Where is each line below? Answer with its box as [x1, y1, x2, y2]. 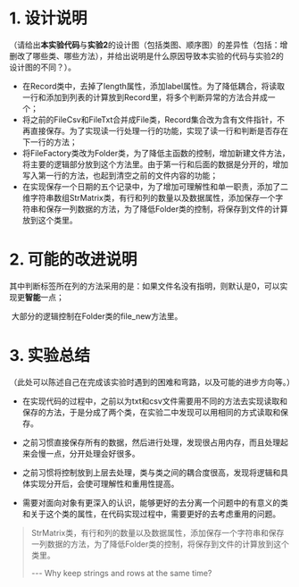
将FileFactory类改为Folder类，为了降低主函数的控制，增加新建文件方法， [21, 147, 290, 158]
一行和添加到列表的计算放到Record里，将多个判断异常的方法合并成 [21, 91, 268, 103]
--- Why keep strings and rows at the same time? [30, 567, 212, 578]
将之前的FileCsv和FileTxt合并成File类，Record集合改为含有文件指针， [21, 113, 278, 125]
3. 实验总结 [9, 346, 91, 366]
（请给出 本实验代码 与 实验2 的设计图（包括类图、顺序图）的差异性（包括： [9, 39, 280, 50]
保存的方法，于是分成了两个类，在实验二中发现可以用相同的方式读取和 [21, 407, 281, 417]
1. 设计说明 [9, 8, 87, 29]
